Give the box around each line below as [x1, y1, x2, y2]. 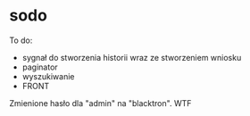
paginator [21, 62, 58, 72]
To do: [9, 35, 33, 46]
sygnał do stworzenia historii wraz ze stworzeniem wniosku [21, 52, 242, 62]
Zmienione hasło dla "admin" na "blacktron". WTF [9, 97, 192, 108]
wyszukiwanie [21, 70, 75, 81]
